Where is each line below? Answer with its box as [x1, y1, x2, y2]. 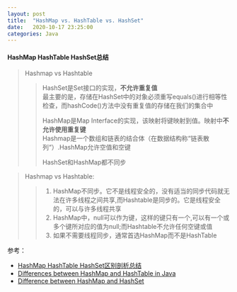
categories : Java [7, 30, 59, 38]
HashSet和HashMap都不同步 [42, 158, 127, 167]
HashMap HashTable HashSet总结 [7, 52, 110, 61]
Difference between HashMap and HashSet [17, 277, 144, 286]
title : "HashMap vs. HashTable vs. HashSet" [7, 17, 144, 24]
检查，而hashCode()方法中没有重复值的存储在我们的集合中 [42, 101, 214, 110]
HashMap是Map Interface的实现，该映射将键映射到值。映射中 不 [42, 116, 229, 125]
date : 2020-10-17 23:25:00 [7, 23, 93, 30]
